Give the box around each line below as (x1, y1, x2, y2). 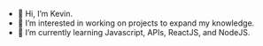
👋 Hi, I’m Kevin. (17, 9, 73, 19)
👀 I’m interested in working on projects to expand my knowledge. (17, 18, 255, 28)
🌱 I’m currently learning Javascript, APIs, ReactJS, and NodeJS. (17, 27, 251, 37)
